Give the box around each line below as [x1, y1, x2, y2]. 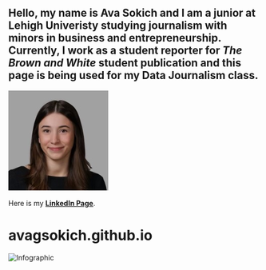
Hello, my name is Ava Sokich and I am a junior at [8, 6, 256, 20]
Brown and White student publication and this [8, 56, 242, 70]
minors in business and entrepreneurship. [8, 31, 222, 45]
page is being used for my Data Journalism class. [8, 69, 259, 82]
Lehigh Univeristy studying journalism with [8, 19, 228, 33]
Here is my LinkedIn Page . [8, 198, 96, 208]
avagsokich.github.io [8, 227, 153, 244]
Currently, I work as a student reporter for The [8, 44, 243, 58]
